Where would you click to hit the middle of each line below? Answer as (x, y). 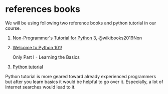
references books (43, 9)
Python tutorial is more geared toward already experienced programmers (81, 76)
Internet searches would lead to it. (41, 87)
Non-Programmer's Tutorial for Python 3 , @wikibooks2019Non (77, 38)
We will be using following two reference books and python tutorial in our (81, 23)
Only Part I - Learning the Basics (46, 57)
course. (13, 28)
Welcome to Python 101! (37, 47)
